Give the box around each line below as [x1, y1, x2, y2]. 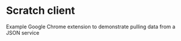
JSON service [6, 29, 40, 36]
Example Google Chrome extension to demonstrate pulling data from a [6, 23, 176, 30]
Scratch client [6, 4, 75, 17]
